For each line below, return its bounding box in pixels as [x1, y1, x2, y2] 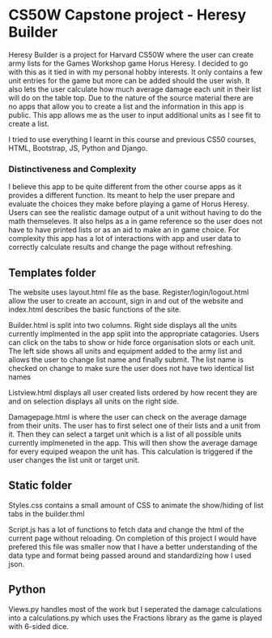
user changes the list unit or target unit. [8, 455, 140, 465]
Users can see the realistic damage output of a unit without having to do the [8, 208, 261, 218]
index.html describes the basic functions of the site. [8, 304, 182, 314]
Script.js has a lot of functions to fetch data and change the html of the [8, 524, 244, 534]
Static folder [8, 479, 73, 493]
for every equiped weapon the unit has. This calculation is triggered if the [8, 446, 253, 456]
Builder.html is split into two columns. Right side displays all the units [8, 321, 237, 330]
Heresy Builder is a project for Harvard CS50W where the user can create [8, 50, 254, 59]
